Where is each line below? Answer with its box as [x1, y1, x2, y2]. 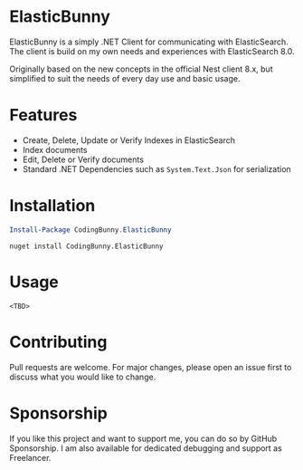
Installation [9, 196, 96, 216]
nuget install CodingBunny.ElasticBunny [9, 242, 165, 251]
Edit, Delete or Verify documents [22, 154, 145, 165]
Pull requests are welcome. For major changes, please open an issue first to [9, 361, 292, 372]
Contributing [9, 331, 108, 352]
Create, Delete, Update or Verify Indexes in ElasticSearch [22, 134, 236, 146]
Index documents [22, 144, 88, 155]
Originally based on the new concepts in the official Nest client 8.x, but [9, 63, 273, 74]
